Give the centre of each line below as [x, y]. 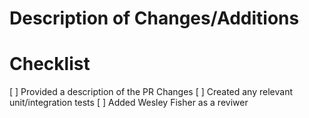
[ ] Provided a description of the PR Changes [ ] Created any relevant [151, 92]
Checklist [50, 64]
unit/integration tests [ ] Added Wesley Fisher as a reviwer [129, 103]
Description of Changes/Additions [154, 18]
